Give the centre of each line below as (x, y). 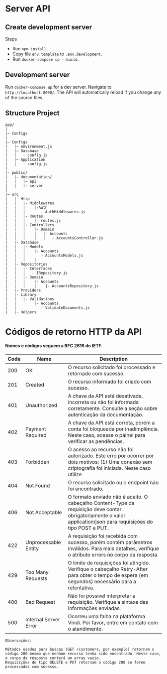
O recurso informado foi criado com (110, 382)
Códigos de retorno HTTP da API (74, 332)
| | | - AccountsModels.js (44, 255)
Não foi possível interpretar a (102, 596)
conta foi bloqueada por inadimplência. (113, 429)
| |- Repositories (27, 264)
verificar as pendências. (96, 441)
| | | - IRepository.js (37, 273)
